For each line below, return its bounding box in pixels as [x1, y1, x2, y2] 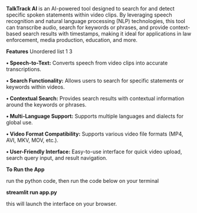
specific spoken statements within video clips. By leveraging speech [6, 11, 172, 18]
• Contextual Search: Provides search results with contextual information [6, 95, 185, 102]
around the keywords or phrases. [6, 101, 87, 108]
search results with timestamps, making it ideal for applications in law [22, 30, 192, 37]
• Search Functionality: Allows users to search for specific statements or [6, 77, 184, 84]
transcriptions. [6, 66, 41, 73]
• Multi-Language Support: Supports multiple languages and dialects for [6, 112, 184, 120]
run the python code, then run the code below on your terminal [6, 177, 159, 184]
